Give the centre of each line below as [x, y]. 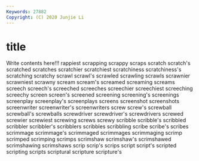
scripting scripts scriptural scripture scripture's [64, 152]
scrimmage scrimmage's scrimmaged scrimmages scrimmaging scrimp [94, 133]
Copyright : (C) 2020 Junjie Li [45, 17]
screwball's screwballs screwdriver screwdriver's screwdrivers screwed [95, 114]
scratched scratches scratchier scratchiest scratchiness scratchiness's [94, 70]
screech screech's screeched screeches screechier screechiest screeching [99, 89]
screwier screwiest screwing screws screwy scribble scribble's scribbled [96, 120]
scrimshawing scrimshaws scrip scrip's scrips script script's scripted [91, 145]
